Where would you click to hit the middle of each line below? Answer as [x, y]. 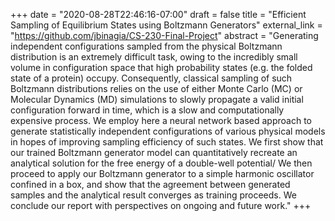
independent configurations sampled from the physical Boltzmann [146, 46]
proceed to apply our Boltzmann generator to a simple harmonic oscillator [162, 173]
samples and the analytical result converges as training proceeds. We [153, 195]
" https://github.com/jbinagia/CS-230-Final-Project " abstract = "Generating [164, 35]
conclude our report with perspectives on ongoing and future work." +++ [161, 205]
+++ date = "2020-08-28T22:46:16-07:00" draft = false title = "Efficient [158, 14]
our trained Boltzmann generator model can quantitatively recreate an [154, 152]
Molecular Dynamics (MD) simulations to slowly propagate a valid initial [157, 99]
